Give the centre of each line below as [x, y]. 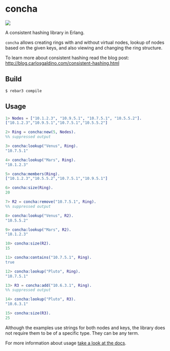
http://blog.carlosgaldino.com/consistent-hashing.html [62, 63]
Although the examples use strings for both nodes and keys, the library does [85, 328]
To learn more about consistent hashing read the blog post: [67, 58]
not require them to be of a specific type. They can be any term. [72, 333]
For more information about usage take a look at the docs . [66, 343]
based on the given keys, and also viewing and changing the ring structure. [84, 48]
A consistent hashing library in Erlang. [45, 32]
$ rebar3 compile [24, 91]
